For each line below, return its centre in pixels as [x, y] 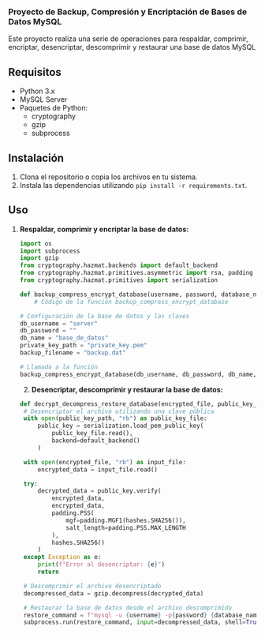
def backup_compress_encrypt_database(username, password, [119, 294]
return [48, 572]
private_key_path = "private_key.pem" [83, 346]
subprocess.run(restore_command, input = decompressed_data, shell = [134, 622]
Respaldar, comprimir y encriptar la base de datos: [104, 229]
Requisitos [35, 72]
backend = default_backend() [96, 441]
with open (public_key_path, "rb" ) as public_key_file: [115, 418]
